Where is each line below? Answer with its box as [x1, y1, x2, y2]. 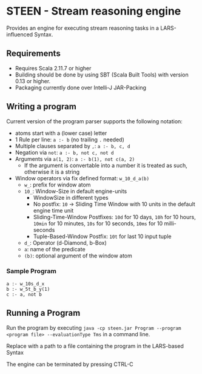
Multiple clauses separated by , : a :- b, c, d [15, 142, 130, 149]
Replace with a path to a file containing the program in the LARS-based [6, 342, 184, 350]
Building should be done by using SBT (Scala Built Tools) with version [15, 71, 189, 78]
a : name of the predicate [24, 245, 86, 253]
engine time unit [33, 206, 74, 214]
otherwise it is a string [24, 168, 80, 175]
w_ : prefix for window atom [24, 181, 91, 188]
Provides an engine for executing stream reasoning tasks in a [6, 24, 160, 32]
